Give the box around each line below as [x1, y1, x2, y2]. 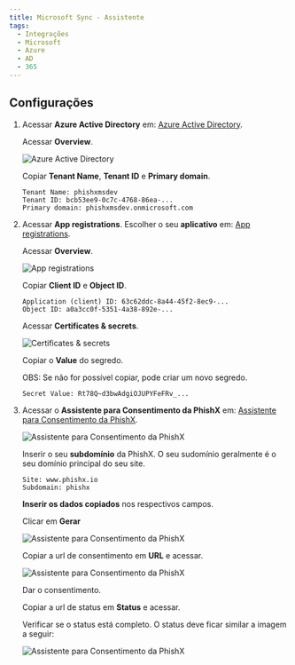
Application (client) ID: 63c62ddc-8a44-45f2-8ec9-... [21, 297, 229, 306]
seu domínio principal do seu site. [21, 458, 146, 469]
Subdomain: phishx [21, 483, 90, 492]
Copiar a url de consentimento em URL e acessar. [21, 550, 204, 560]
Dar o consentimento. [21, 584, 102, 595]
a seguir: [21, 628, 55, 639]
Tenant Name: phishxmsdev [21, 187, 118, 196]
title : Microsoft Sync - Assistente [9, 12, 144, 22]
